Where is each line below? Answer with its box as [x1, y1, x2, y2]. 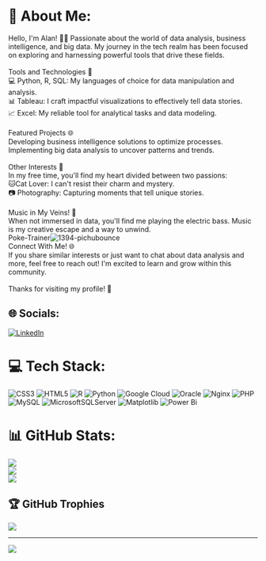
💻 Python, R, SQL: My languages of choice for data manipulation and [8, 75, 235, 86]
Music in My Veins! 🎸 [8, 208, 77, 217]
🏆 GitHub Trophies [8, 498, 105, 511]
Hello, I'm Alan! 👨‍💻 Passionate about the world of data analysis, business [8, 33, 246, 43]
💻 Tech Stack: [8, 357, 106, 375]
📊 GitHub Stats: [8, 426, 116, 445]
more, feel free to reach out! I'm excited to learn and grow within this [8, 258, 232, 268]
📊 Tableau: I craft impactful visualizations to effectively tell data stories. [8, 96, 243, 105]
